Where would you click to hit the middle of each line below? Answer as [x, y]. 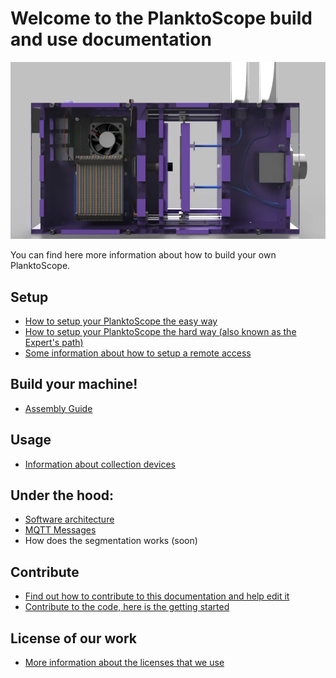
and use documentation [111, 39]
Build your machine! [74, 384]
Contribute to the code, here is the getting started [127, 607]
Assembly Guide [58, 408]
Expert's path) [54, 342]
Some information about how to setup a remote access [138, 353]
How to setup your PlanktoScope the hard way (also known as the [160, 331]
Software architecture [69, 519]
